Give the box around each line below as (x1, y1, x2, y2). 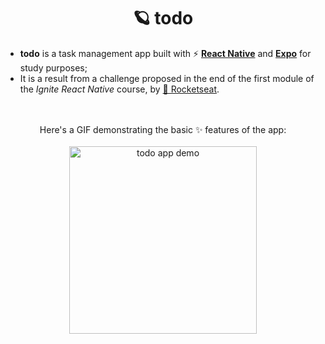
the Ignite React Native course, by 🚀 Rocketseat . (19, 83, 220, 95)
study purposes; (19, 61, 88, 74)
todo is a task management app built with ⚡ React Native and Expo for (19, 47, 312, 59)
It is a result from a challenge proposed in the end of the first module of (19, 72, 315, 84)
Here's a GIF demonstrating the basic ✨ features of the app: (39, 123, 287, 135)
